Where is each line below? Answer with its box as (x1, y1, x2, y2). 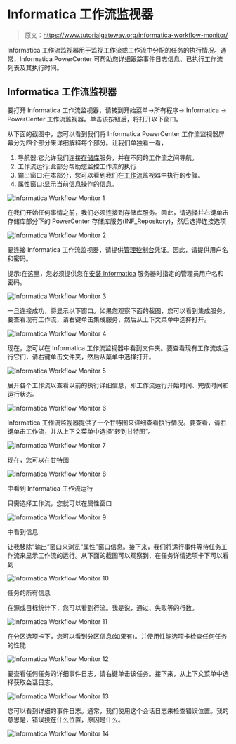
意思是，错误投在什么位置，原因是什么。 (7, 715, 124, 724)
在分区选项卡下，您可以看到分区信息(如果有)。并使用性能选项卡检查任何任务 (7, 632, 228, 640)
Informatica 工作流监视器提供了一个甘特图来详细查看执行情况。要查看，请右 (7, 418, 227, 427)
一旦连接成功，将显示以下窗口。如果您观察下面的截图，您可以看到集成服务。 (7, 306, 229, 314)
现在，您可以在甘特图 (7, 456, 69, 464)
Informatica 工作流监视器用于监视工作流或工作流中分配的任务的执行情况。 (7, 46, 221, 54)
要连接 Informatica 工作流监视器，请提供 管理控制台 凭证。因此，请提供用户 (7, 245, 223, 253)
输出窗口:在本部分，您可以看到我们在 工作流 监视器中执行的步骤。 (17, 171, 204, 179)
